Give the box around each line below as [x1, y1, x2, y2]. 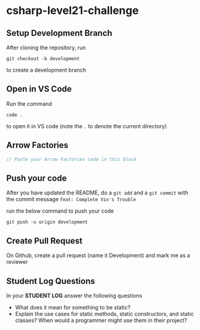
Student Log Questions [6, 276, 95, 286]
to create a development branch [6, 66, 87, 74]
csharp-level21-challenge [6, 4, 139, 18]
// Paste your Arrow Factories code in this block [6, 156, 137, 162]
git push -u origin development [6, 219, 88, 225]
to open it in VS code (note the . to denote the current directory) [6, 122, 167, 129]
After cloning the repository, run [6, 44, 86, 51]
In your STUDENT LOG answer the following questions [6, 292, 142, 299]
